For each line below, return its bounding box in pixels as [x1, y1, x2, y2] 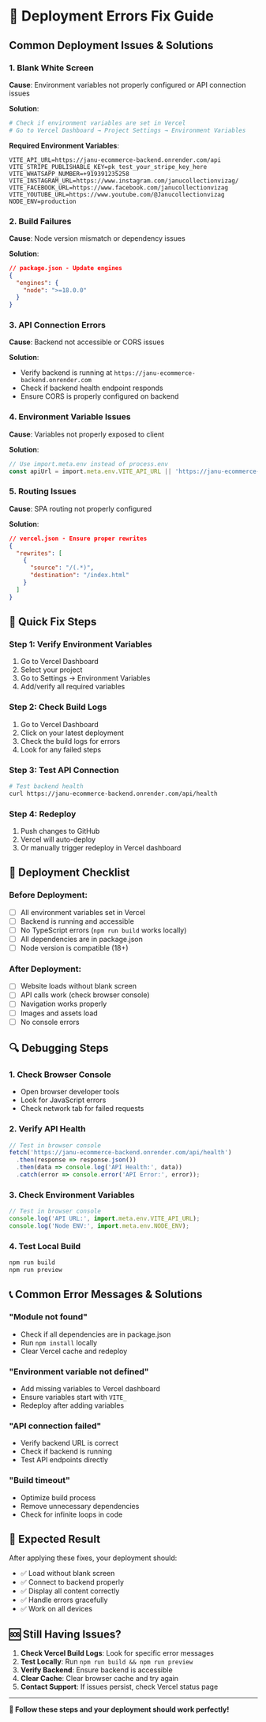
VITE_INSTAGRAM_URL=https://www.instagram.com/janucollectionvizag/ [9, 177, 239, 185]
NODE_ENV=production [9, 197, 77, 205]
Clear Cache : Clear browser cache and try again [20, 1674, 179, 1683]
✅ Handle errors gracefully [20, 1595, 108, 1605]
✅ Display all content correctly [20, 1586, 120, 1596]
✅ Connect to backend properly [20, 1578, 125, 1587]
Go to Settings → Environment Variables [20, 673, 151, 683]
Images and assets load [20, 1008, 98, 1018]
